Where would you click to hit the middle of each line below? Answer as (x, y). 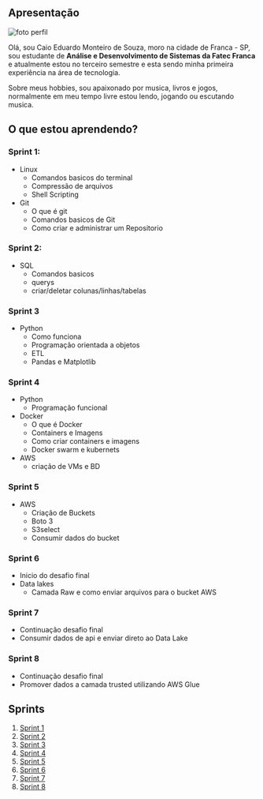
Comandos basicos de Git (73, 219)
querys (43, 282)
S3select (46, 529)
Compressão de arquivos (72, 186)
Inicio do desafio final (54, 575)
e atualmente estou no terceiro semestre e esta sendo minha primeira (121, 64)
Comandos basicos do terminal (82, 178)
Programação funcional (69, 408)
